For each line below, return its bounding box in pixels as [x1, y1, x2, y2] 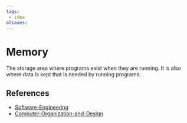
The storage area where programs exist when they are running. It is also [6, 64, 181, 72]
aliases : [6, 20, 28, 25]
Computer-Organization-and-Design [14, 110, 103, 117]
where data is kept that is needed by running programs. [6, 71, 141, 78]
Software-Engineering [14, 104, 69, 111]
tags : [6, 8, 19, 15]
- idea [8, 14, 25, 20]
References [6, 88, 50, 98]
